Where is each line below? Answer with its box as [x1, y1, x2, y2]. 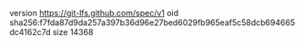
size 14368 [52, 27, 94, 37]
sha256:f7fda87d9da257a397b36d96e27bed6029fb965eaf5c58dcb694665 [9, 17, 296, 28]
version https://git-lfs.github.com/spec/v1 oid [9, 8, 179, 18]
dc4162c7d [9, 27, 52, 37]
